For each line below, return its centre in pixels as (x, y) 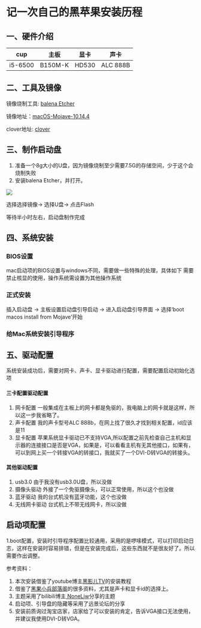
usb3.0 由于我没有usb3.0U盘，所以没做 (63, 482)
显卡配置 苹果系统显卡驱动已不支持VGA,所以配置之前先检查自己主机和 (100, 437)
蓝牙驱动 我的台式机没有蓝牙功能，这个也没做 (71, 497)
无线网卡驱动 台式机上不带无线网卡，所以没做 (71, 504)
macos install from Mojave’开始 (45, 317)
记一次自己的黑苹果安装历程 (74, 12)
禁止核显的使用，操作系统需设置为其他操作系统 (64, 278)
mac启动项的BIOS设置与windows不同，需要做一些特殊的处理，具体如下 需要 (100, 271)
